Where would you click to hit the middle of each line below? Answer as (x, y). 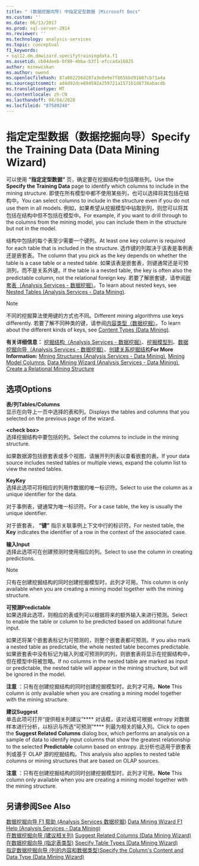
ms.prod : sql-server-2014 (38, 28)
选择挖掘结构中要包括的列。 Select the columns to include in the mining (92, 437)
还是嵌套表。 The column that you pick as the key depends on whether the (97, 255)
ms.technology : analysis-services (49, 39)
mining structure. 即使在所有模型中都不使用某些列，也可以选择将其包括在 (95, 193)
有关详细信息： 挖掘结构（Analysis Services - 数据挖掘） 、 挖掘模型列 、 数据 (97, 342)
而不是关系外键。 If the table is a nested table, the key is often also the (107, 270)
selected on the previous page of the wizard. (61, 419)
